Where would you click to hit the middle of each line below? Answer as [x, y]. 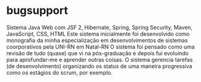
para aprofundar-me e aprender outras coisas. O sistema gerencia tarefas [100, 60]
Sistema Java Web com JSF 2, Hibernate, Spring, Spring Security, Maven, [100, 27]
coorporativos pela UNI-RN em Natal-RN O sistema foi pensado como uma [100, 47]
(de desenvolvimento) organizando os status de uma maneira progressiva [99, 66]
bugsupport [37, 11]
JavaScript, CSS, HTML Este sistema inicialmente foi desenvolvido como [98, 33]
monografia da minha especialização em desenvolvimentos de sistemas [97, 40]
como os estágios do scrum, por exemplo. [59, 72]
